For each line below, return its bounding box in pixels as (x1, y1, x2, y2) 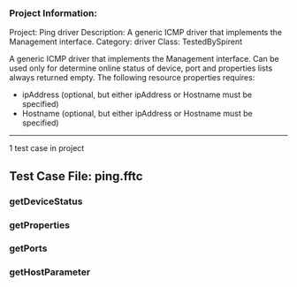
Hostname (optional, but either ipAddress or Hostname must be (21, 109, 254, 119)
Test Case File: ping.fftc (9, 169, 143, 184)
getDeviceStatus (9, 195, 83, 208)
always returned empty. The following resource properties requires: (9, 72, 255, 83)
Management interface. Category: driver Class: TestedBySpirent (9, 36, 243, 47)
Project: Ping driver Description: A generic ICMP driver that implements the (9, 27, 283, 38)
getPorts (9, 242, 48, 254)
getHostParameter (9, 266, 91, 278)
